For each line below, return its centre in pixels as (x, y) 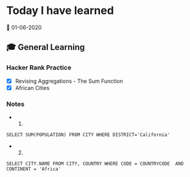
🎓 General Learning (46, 47)
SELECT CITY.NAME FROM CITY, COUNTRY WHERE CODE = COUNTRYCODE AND (95, 164)
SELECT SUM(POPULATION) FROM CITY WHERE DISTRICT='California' (88, 135)
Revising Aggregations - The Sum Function (69, 81)
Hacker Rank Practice (39, 68)
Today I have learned (60, 11)
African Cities (32, 88)
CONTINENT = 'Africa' (34, 169)
